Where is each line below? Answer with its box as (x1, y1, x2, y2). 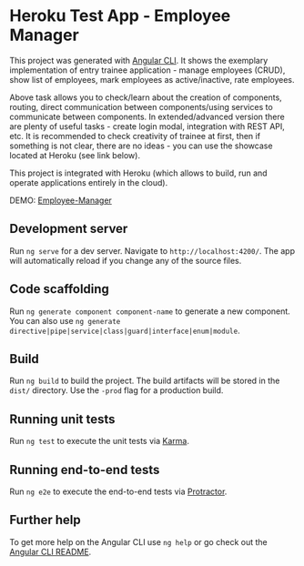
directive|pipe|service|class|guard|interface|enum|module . (9, 325, 240, 336)
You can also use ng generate (9, 315, 121, 326)
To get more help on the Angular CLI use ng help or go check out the (9, 536, 268, 547)
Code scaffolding (9, 281, 109, 297)
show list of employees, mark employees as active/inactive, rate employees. (9, 74, 295, 85)
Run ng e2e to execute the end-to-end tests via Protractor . (9, 486, 228, 497)
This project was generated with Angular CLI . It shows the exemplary (9, 55, 269, 66)
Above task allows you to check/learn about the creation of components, (9, 92, 282, 103)
